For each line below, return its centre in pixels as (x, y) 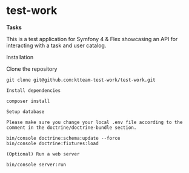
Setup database (25, 112)
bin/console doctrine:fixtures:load (52, 143)
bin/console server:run (36, 165)
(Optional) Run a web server (43, 154)
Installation (20, 57)
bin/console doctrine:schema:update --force (63, 138)
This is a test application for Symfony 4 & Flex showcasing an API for (92, 39)
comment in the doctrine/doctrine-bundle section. (71, 128)
